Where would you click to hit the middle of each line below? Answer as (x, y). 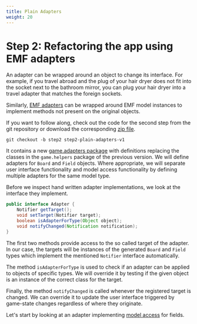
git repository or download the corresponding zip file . (71, 129)
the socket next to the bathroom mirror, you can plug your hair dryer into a (96, 87)
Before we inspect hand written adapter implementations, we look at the (93, 187)
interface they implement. (37, 194)
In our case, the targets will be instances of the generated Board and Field (96, 249)
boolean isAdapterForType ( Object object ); (69, 221)
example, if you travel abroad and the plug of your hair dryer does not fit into (99, 81)
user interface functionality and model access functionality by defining (92, 170)
